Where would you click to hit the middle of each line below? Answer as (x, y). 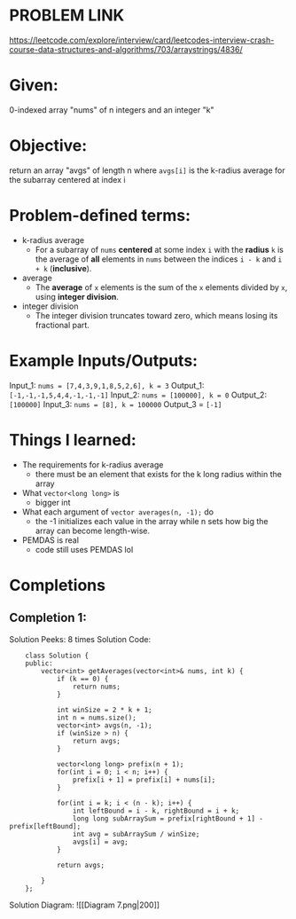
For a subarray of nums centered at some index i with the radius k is (159, 249)
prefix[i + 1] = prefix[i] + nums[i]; (144, 780)
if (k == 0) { (82, 679)
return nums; (97, 687)
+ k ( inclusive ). (63, 268)
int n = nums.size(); (97, 718)
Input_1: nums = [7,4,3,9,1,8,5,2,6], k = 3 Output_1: (107, 385)
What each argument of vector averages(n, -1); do (118, 512)
